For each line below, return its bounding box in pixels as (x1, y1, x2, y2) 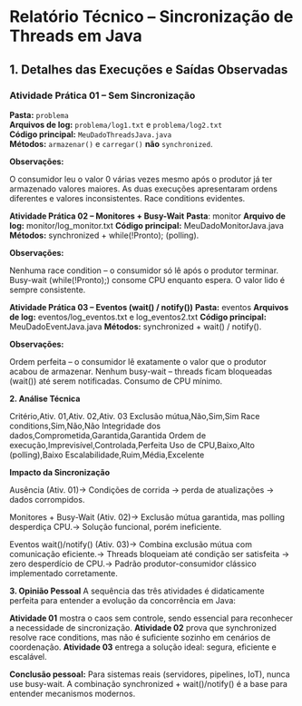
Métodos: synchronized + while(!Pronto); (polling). (9, 230, 200, 240)
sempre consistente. (9, 284, 86, 295)
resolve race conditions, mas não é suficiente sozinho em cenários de (9, 632, 271, 642)
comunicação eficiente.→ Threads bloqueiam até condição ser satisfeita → (9, 548, 290, 559)
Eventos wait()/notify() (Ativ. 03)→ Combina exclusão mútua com (9, 538, 252, 550)
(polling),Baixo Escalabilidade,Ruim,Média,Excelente (9, 449, 205, 460)
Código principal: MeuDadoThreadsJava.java (9, 129, 172, 140)
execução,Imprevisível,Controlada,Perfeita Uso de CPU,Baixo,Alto (9, 439, 256, 450)
